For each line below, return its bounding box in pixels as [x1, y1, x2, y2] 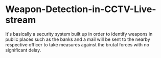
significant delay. [5, 47, 41, 53]
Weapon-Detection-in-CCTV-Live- [5, 4, 156, 15]
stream [5, 14, 36, 26]
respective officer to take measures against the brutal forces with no [5, 41, 150, 47]
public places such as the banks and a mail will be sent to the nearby [5, 36, 151, 42]
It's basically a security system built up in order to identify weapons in [5, 31, 153, 37]
